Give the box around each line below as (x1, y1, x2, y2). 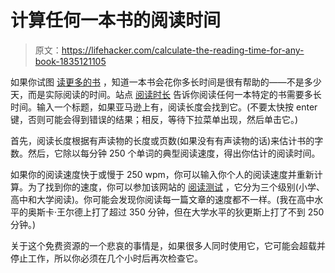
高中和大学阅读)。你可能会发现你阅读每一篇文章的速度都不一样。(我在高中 (10, 193, 315, 205)
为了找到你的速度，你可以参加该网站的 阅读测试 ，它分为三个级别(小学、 (27, 181, 325, 193)
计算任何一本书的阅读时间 (10, 9, 222, 32)
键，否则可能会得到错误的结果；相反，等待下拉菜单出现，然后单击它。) (10, 113, 299, 125)
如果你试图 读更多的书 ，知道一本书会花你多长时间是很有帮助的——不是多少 (10, 76, 322, 88)
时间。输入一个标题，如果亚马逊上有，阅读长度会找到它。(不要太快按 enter (10, 101, 318, 113)
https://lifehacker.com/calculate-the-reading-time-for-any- (61, 44, 305, 56)
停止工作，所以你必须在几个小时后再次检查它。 (10, 252, 203, 264)
